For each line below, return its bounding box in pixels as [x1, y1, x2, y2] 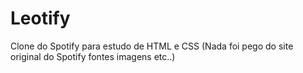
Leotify [10, 7, 71, 30]
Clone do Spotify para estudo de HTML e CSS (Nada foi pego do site [10, 40, 294, 52]
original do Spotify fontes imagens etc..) [10, 50, 176, 62]
